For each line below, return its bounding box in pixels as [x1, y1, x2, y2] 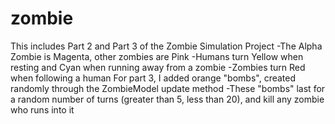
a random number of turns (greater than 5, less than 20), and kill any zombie [10, 93, 325, 105]
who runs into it [10, 103, 75, 116]
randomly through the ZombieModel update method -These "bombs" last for [10, 82, 326, 94]
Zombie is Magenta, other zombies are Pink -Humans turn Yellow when [10, 50, 304, 62]
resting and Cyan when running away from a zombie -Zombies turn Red [10, 61, 306, 73]
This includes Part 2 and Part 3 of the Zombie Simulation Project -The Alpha [10, 40, 323, 52]
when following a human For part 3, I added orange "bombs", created [10, 72, 297, 84]
